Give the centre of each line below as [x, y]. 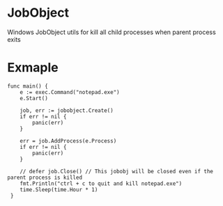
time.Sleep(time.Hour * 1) [59, 189]
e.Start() [34, 98]
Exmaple [33, 68]
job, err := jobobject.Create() [67, 110]
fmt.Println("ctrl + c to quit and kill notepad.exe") [101, 183]
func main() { [28, 86]
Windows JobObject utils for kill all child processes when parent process [111, 32]
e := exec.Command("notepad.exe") [70, 92]
